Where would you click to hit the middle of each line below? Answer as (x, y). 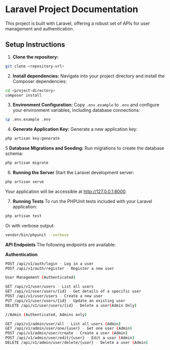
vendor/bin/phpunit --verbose (37, 235)
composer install (24, 95)
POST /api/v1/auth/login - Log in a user (50, 264)
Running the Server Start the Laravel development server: (73, 172)
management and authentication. (40, 28)
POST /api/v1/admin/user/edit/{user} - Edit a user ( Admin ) (70, 338)
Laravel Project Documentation (72, 9)
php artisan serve (25, 182)
